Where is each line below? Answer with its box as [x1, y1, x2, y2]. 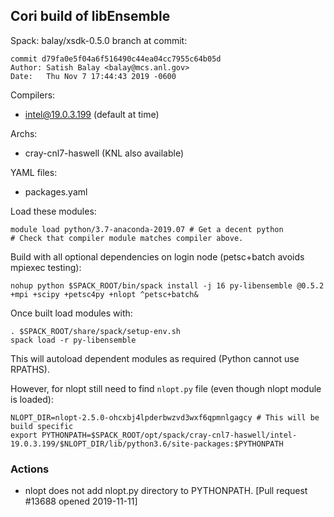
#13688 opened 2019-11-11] [24, 495, 138, 508]
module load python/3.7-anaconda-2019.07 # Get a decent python [10, 224, 284, 234]
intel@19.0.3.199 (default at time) [24, 108, 160, 120]
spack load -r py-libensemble [10, 335, 137, 345]
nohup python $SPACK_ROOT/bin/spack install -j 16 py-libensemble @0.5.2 [10, 280, 325, 291]
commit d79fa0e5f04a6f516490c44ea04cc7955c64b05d [10, 54, 222, 64]
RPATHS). [10, 363, 50, 375]
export [10, 430, 38, 440]
